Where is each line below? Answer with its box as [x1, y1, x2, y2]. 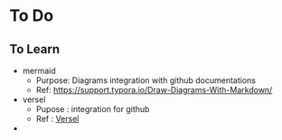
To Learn [9, 42, 61, 57]
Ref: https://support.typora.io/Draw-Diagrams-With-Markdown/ [35, 85, 273, 95]
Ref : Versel [35, 114, 80, 124]
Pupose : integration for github [35, 104, 150, 114]
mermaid [22, 65, 56, 76]
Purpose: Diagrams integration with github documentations [35, 75, 256, 86]
